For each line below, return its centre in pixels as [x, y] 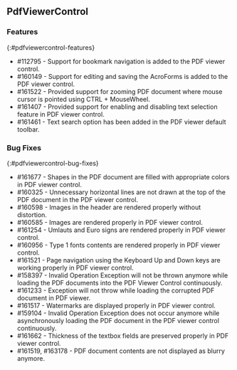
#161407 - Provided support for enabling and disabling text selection [117, 107]
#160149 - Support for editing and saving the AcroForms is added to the [122, 76]
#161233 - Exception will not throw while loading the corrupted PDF [116, 290]
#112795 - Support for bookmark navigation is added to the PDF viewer [121, 61]
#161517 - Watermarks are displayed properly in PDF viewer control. [116, 305]
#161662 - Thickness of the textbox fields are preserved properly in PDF [123, 335]
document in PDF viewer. [54, 297]
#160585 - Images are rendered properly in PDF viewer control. [110, 222]
